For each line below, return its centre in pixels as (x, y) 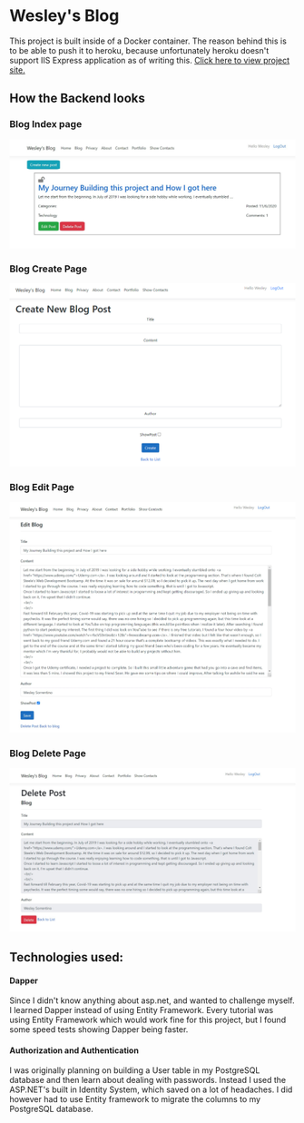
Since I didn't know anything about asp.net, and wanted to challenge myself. (152, 1000)
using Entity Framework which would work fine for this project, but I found (148, 1020)
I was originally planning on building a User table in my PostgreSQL (135, 1070)
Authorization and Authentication (74, 1050)
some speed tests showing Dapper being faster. (99, 1029)
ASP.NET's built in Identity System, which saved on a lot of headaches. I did (151, 1089)
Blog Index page (46, 124)
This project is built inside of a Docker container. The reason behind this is (148, 41)
